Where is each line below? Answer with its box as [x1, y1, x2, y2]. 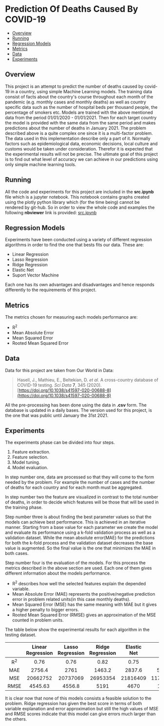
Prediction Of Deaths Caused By [5, 3, 138, 15]
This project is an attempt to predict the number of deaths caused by [5, 83, 143, 89]
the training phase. [5, 504, 43, 510]
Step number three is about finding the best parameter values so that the [5, 514, 152, 520]
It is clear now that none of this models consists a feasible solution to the [5, 695, 152, 701]
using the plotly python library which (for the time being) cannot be [5, 199, 140, 205]
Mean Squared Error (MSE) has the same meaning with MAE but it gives [12, 601, 157, 607]
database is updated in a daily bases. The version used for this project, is [5, 407, 152, 413]
